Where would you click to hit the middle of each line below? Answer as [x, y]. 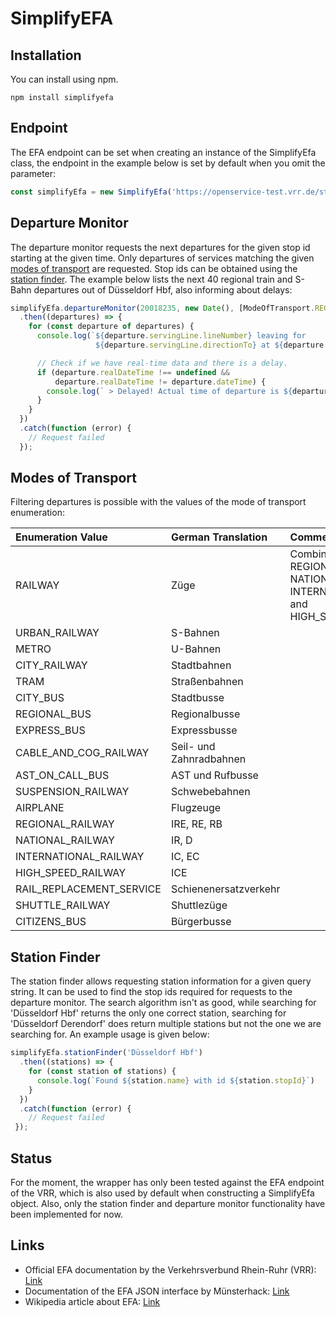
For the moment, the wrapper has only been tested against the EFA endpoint [167, 1182]
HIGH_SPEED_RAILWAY [71, 873]
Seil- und [193, 747]
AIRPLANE [40, 808]
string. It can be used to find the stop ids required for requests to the [151, 992]
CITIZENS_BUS [51, 922]
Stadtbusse [197, 698]
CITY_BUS [40, 698]
